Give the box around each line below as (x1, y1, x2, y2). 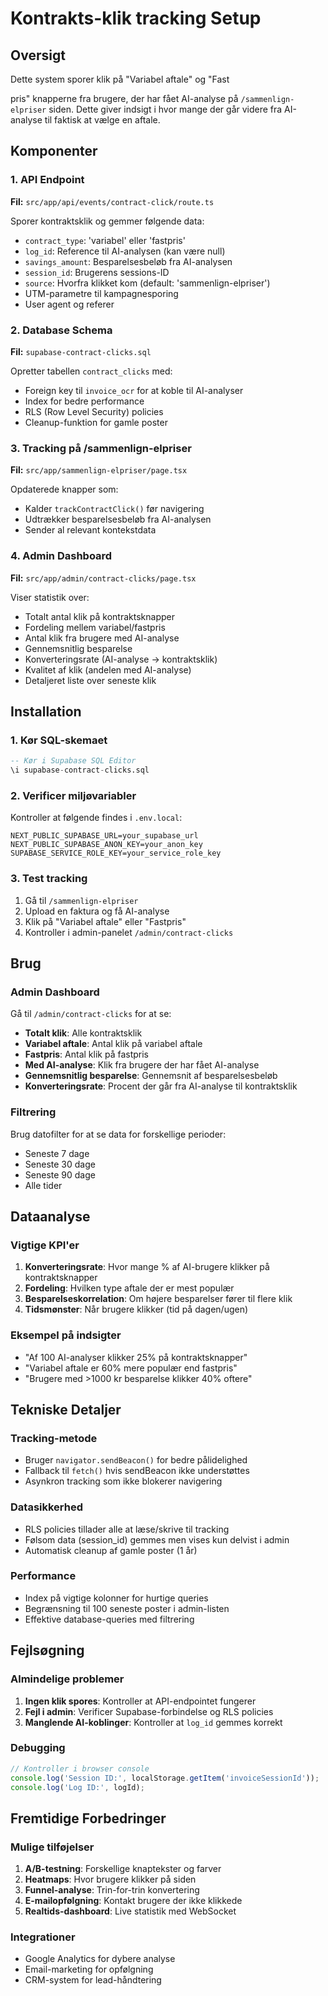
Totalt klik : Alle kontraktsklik (24, 1027, 143, 1039)
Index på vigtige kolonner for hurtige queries (24, 1592, 209, 1604)
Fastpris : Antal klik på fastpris (24, 1048, 149, 1061)
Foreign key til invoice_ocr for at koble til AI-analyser (24, 384, 244, 396)
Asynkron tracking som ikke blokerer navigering (24, 1475, 223, 1487)
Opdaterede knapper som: (10, 483, 119, 496)
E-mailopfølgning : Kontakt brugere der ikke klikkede (24, 1895, 243, 1907)
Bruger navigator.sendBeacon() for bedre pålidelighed (24, 1454, 248, 1466)
